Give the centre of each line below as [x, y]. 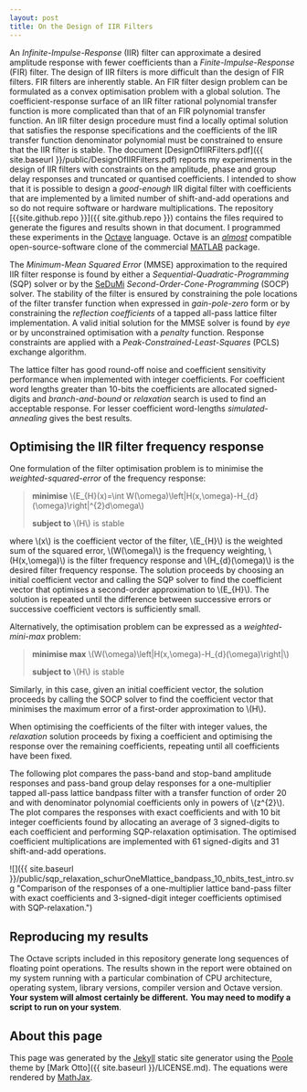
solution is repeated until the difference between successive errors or [140, 599]
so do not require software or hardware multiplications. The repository [142, 207]
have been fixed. [41, 756]
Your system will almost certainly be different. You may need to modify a [150, 998]
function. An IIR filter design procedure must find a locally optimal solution [149, 121]
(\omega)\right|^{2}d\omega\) [88, 506]
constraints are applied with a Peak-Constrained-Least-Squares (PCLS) [145, 342]
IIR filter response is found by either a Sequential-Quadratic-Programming [149, 274]
